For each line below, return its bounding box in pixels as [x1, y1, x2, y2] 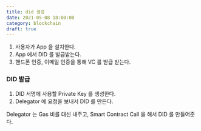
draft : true [6, 25, 36, 32]
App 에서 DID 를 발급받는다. [15, 51, 82, 58]
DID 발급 [6, 75, 30, 84]
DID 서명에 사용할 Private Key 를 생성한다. [15, 90, 116, 97]
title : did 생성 [6, 8, 45, 15]
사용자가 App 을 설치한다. [15, 43, 76, 50]
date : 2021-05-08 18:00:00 [6, 15, 75, 21]
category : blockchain [6, 20, 61, 26]
